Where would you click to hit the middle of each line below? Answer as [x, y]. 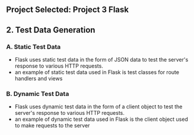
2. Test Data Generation [51, 30]
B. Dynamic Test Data [38, 94]
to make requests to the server [52, 126]
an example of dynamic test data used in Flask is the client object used [101, 119]
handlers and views [39, 79]
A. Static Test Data [34, 47]
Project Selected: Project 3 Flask [68, 10]
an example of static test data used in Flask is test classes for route [97, 72]
